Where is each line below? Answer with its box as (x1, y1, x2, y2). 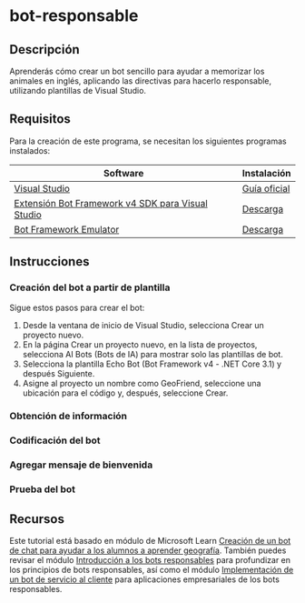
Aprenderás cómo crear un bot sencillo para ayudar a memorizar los (9, 65, 265, 76)
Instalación (241, 166, 291, 179)
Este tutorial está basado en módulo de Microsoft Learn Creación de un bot (9, 536, 291, 546)
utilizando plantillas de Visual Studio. (9, 85, 147, 95)
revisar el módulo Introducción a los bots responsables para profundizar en (9, 555, 291, 565)
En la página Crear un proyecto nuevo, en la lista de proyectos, (22, 338, 258, 350)
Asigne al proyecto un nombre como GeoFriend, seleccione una (22, 377, 261, 388)
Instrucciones (9, 254, 90, 269)
